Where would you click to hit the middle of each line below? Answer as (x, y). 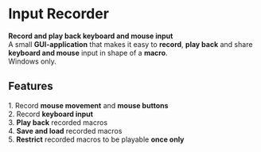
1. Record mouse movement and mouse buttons (88, 105)
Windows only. (33, 61)
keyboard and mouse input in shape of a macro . (88, 53)
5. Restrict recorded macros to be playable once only (96, 139)
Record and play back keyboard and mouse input (91, 36)
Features (31, 86)
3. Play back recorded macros (58, 122)
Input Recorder (59, 14)
